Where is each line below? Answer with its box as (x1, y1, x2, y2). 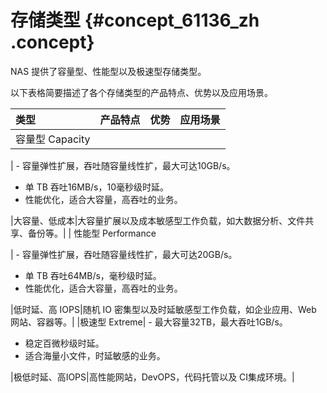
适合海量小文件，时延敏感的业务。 (24, 349, 166, 361)
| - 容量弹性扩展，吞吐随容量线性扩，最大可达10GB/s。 (10, 159, 236, 171)
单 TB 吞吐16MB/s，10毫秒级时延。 (24, 181, 170, 193)
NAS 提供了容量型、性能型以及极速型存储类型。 (10, 65, 207, 77)
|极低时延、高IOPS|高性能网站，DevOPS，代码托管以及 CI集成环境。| (10, 371, 295, 383)
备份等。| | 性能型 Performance (27, 227, 157, 239)
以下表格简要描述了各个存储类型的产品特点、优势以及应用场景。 (10, 86, 273, 98)
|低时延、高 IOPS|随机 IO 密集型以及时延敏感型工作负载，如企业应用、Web (10, 303, 317, 315)
